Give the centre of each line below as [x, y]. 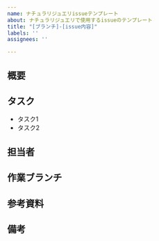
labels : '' [23, 33]
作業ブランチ [35, 178]
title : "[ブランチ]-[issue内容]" [52, 26]
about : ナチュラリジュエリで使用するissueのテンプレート [80, 20]
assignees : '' [28, 40]
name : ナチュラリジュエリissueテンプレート [63, 14]
